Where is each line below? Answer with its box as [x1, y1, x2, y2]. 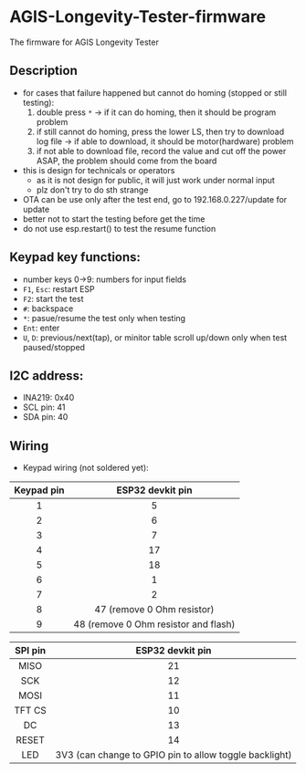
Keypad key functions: [9, 249, 142, 266]
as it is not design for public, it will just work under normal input [36, 174, 276, 185]
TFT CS [14, 705, 47, 717]
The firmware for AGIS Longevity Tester [9, 37, 160, 47]
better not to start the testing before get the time [22, 213, 206, 225]
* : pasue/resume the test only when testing [22, 312, 185, 323]
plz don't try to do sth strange [36, 184, 149, 195]
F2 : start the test [22, 293, 84, 304]
